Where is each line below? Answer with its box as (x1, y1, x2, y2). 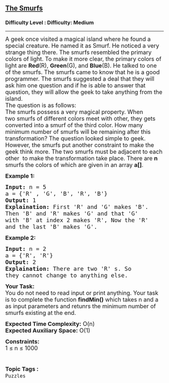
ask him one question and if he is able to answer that (5, 82, 146, 89)
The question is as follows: (5, 101, 76, 109)
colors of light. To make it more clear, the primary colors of (5, 55, 162, 63)
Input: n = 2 (5, 245, 47, 252)
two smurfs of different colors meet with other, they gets (5, 115, 156, 122)
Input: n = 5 (5, 183, 47, 191)
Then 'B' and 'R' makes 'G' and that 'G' (5, 209, 138, 217)
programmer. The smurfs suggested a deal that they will (5, 75, 154, 82)
